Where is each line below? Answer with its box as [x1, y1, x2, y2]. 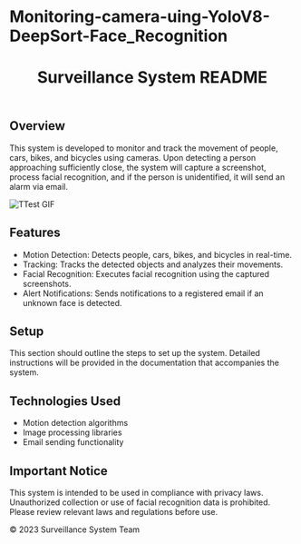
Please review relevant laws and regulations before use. [9, 507, 218, 518]
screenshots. [22, 278, 72, 289]
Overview [9, 118, 66, 134]
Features [9, 225, 61, 241]
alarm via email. [9, 181, 68, 192]
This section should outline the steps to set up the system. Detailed [9, 348, 261, 359]
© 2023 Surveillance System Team [9, 524, 141, 535]
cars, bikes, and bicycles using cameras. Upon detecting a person [9, 152, 257, 163]
